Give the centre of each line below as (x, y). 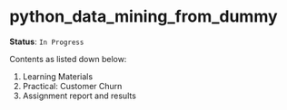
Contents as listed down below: (68, 59)
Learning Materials (58, 76)
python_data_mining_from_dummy (144, 17)
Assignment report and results (79, 96)
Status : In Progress (47, 41)
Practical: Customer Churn (72, 86)
